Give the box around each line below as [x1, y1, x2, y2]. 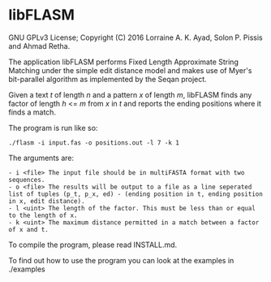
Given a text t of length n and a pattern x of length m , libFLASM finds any [8, 89, 252, 99]
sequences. [8, 176, 45, 184]
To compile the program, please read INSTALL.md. [8, 240, 178, 249]
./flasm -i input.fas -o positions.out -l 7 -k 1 [8, 138, 180, 147]
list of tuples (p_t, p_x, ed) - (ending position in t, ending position [8, 189, 264, 198]
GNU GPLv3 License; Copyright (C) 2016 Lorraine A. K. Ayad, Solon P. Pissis [8, 33, 263, 42]
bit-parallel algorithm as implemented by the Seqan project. [8, 74, 207, 84]
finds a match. [8, 107, 57, 117]
